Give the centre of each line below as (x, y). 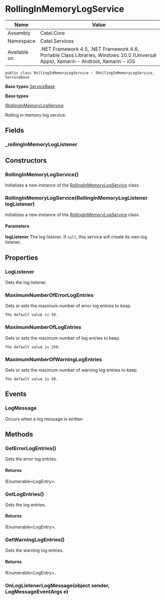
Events (16, 394)
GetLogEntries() (25, 494)
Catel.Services (57, 41)
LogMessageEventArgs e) (37, 592)
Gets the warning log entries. (34, 550)
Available (18, 52)
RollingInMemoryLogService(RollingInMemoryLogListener (76, 198)
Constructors (26, 160)
